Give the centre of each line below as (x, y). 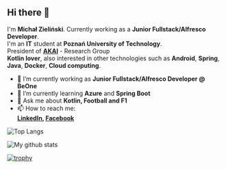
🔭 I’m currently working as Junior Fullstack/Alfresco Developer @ (111, 79)
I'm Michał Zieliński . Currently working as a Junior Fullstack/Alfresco (106, 29)
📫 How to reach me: (46, 108)
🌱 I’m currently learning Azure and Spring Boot (84, 93)
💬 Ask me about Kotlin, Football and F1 (72, 101)
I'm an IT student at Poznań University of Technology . (85, 43)
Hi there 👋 (28, 13)
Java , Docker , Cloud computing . (54, 65)
